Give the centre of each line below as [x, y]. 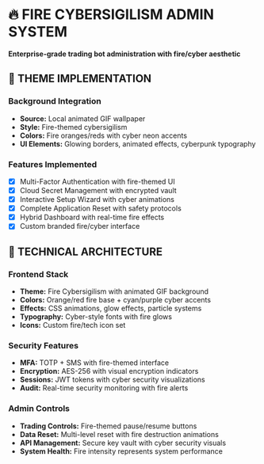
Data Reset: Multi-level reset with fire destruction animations [119, 434]
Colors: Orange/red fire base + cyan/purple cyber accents [115, 299]
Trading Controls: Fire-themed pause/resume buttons [108, 426]
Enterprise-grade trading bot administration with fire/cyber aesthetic [124, 54]
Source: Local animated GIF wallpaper [82, 118]
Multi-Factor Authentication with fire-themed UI [98, 181]
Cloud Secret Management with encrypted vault [98, 190]
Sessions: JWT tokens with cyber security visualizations [112, 380]
